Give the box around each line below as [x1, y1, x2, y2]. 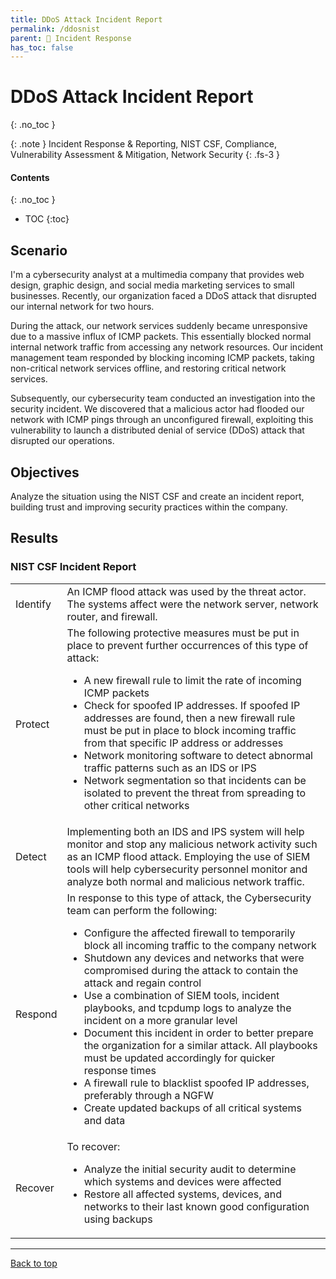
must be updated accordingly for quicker [83, 1051, 276, 1065]
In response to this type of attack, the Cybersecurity [66, 891, 312, 905]
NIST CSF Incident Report [10, 560, 137, 574]
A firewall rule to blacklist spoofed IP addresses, [83, 1076, 310, 1090]
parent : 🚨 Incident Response [10, 33, 132, 43]
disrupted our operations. [10, 435, 115, 447]
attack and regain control [83, 976, 202, 990]
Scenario [10, 242, 68, 259]
